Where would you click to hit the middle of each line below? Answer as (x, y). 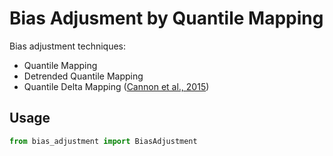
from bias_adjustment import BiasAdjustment (103, 141)
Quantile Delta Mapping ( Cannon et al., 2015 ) (116, 86)
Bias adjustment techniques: (68, 46)
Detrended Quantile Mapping (83, 76)
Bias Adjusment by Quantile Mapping (166, 18)
